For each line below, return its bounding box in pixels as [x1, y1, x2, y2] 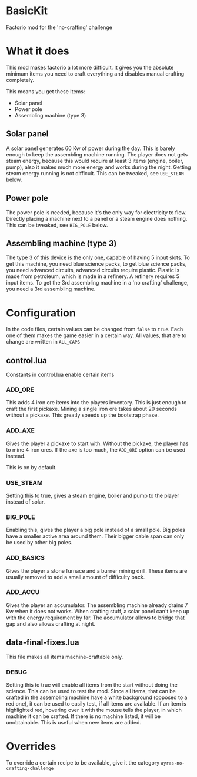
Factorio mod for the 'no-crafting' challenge [6, 24, 113, 31]
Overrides [6, 740, 56, 753]
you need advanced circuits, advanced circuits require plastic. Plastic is [6, 267, 180, 274]
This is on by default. [6, 463, 57, 471]
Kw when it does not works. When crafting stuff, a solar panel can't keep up [6, 608, 190, 615]
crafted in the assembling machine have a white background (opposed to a [6, 694, 188, 701]
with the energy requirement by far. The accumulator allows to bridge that [6, 614, 185, 621]
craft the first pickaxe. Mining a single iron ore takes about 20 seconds [6, 406, 178, 413]
